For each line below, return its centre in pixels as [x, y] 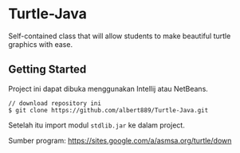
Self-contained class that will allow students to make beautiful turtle [120, 36]
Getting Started [47, 70]
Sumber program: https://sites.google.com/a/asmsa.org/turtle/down [120, 140]
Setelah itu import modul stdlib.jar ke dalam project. [96, 125]
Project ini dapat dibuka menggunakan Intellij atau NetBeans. [108, 88]
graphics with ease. [41, 44]
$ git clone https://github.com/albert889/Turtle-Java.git [108, 110]
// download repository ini [55, 103]
